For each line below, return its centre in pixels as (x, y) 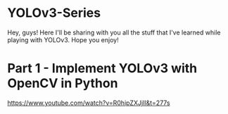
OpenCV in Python (63, 83)
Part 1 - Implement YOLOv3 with (102, 69)
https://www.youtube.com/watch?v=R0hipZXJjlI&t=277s (89, 103)
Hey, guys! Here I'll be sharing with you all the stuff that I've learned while (114, 32)
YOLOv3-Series (54, 13)
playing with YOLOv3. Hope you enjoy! (63, 39)
